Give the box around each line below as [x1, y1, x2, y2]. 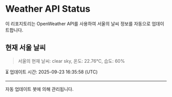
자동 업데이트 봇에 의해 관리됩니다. [5, 86, 74, 92]
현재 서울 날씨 [5, 43, 46, 52]
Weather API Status [5, 3, 91, 15]
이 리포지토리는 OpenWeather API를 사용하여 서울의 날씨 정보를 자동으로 [5, 20, 151, 27]
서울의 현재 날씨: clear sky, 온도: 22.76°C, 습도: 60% [17, 58, 125, 64]
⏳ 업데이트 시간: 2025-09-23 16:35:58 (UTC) [5, 68, 98, 75]
